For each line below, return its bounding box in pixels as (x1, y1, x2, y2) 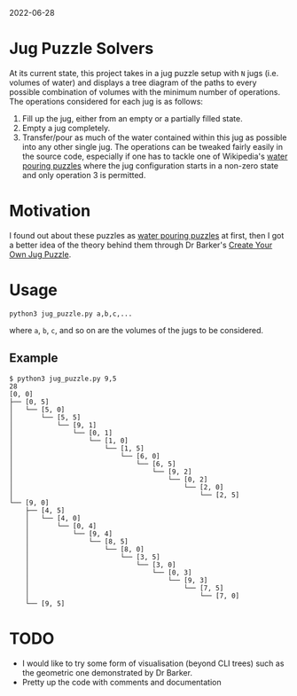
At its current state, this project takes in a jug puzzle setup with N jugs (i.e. (9, 67, 279, 78)
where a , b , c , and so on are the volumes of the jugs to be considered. (9, 325, 264, 335)
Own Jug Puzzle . (9, 248, 72, 260)
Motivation (9, 201, 91, 221)
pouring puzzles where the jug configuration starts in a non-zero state (21, 160, 279, 171)
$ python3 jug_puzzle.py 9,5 (9, 374, 117, 383)
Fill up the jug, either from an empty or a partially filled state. (21, 113, 243, 123)
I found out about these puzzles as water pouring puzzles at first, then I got (9, 230, 285, 240)
